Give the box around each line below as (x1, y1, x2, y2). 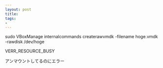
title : (5, 12, 18, 16)
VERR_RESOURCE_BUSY (5, 48, 55, 54)
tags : (5, 16, 16, 21)
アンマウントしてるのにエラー (5, 58, 65, 64)
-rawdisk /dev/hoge (5, 39, 45, 45)
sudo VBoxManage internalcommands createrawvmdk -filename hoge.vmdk (5, 34, 158, 40)
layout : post (5, 7, 32, 12)
